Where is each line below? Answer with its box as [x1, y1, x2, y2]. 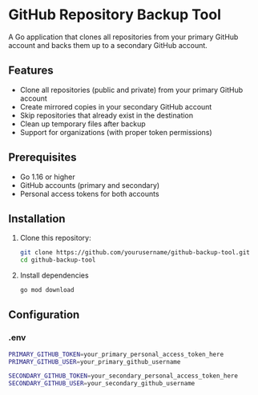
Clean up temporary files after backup [19, 118, 146, 129]
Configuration [8, 308, 80, 321]
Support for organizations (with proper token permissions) [19, 127, 212, 137]
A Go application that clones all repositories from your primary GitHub [8, 32, 239, 42]
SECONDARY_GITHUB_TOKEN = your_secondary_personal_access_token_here [8, 372, 239, 381]
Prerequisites [8, 150, 77, 165]
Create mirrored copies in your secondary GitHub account [19, 102, 212, 111]
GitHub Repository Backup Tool [8, 6, 222, 24]
